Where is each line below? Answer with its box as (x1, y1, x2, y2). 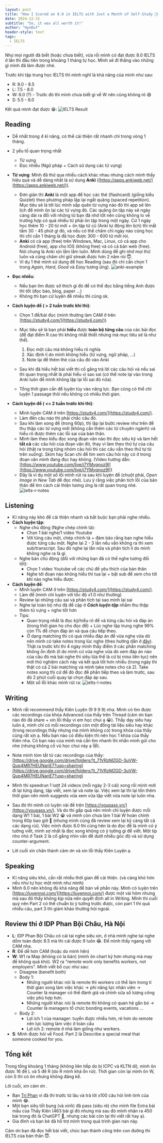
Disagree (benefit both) (19, 969, 66, 975)
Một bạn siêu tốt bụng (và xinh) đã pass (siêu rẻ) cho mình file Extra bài (12, 1103, 155, 1108)
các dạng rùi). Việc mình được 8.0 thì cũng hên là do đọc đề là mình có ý (12, 823, 158, 829)
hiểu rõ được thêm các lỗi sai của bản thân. (19, 430, 106, 436)
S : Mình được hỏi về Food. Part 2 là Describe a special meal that (12, 1031, 140, 1036)
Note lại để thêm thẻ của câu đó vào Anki (26, 357, 109, 362)
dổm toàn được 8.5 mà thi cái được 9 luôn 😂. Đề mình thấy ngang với (12, 938, 151, 944)
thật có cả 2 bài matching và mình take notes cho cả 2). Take (26, 664, 149, 670)
